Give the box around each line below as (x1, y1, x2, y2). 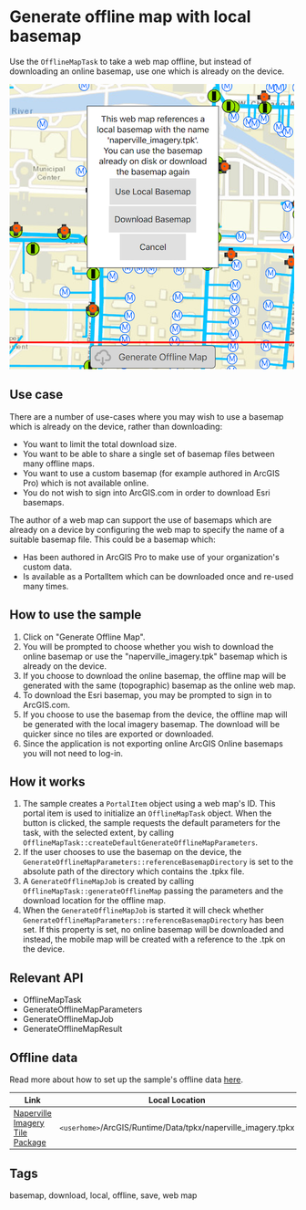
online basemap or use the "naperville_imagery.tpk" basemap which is (22, 651, 288, 662)
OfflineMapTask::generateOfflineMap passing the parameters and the (22, 885, 284, 896)
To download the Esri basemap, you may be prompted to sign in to (22, 689, 272, 700)
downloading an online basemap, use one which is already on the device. (9, 66, 285, 77)
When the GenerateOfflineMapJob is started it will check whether (22, 905, 264, 916)
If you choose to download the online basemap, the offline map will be (22, 670, 287, 681)
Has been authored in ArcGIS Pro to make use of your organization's (22, 551, 280, 562)
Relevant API (9, 970, 84, 986)
